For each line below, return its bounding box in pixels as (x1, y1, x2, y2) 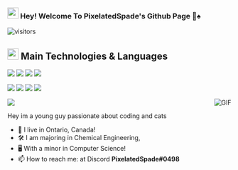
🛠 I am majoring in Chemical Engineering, (17, 134, 141, 142)
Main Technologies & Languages (20, 50, 168, 62)
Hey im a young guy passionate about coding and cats (7, 112, 167, 120)
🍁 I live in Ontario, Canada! (17, 125, 96, 134)
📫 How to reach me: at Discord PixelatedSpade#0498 (17, 155, 180, 164)
